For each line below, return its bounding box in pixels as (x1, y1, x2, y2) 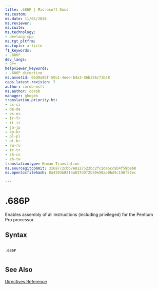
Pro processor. (5, 217, 35, 223)
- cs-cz (5, 102, 21, 107)
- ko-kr (5, 130, 21, 135)
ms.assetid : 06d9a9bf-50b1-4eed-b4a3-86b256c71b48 (5, 75, 110, 80)
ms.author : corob (5, 89, 40, 94)
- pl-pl (5, 134, 21, 139)
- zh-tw (5, 156, 21, 161)
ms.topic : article (5, 43, 42, 48)
